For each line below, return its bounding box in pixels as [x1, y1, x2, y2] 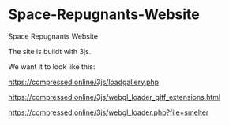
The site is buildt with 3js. [8, 46, 92, 56]
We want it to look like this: [8, 61, 96, 72]
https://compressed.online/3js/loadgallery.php [8, 77, 160, 86]
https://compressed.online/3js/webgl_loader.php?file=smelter [8, 108, 209, 117]
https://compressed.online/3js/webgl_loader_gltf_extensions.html [8, 92, 221, 101]
